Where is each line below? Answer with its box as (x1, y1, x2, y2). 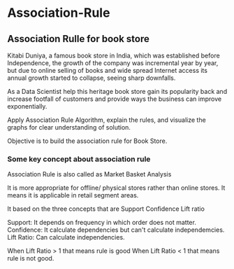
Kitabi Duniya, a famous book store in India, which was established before (7, 51, 220, 60)
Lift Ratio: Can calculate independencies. (7, 233, 125, 242)
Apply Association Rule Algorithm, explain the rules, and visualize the (7, 116, 206, 124)
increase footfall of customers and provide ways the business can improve (7, 95, 222, 103)
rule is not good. (7, 254, 54, 263)
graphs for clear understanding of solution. (7, 123, 131, 131)
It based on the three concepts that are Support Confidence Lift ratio (7, 205, 205, 213)
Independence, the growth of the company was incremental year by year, (7, 59, 219, 67)
